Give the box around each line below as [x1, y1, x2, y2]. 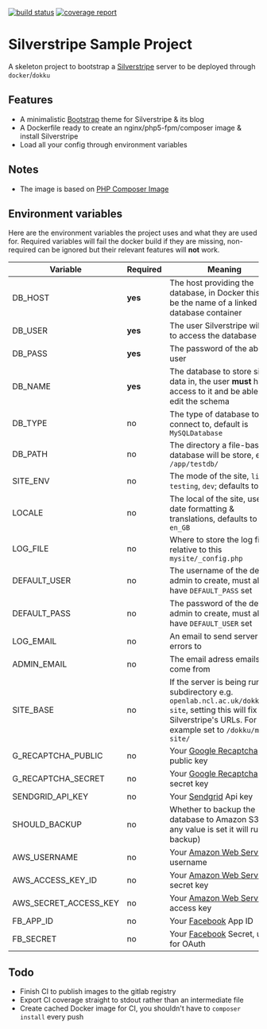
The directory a [169, 440, 227, 451]
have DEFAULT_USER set [169, 618, 253, 629]
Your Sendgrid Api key [169, 791, 253, 802]
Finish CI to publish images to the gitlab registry [19, 987, 176, 996]
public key [169, 755, 208, 766]
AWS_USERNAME [12, 852, 79, 863]
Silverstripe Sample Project [8, 36, 192, 53]
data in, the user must [169, 376, 252, 387]
